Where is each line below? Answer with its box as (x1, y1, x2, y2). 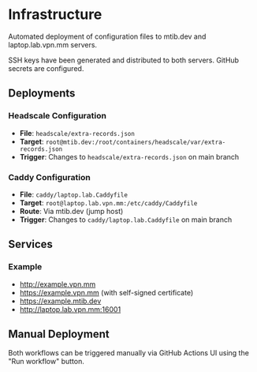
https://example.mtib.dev (19, 296, 102, 306)
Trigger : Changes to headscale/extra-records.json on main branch (19, 152, 240, 161)
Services (8, 238, 54, 251)
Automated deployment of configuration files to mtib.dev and (8, 32, 207, 41)
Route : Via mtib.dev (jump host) (19, 206, 124, 216)
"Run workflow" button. (8, 357, 84, 366)
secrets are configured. (8, 63, 84, 73)
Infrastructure (8, 6, 102, 24)
